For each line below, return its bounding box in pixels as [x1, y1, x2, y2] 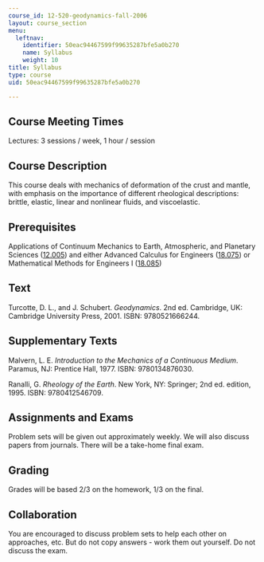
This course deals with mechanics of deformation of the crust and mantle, [8, 180, 250, 190]
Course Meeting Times [8, 115, 124, 128]
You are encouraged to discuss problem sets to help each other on [8, 529, 227, 538]
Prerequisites [8, 220, 76, 234]
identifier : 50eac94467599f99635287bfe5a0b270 [22, 41, 180, 49]
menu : [8, 26, 26, 34]
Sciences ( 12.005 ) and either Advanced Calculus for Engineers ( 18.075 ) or [8, 250, 250, 259]
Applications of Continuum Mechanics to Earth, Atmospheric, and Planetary [8, 241, 256, 251]
